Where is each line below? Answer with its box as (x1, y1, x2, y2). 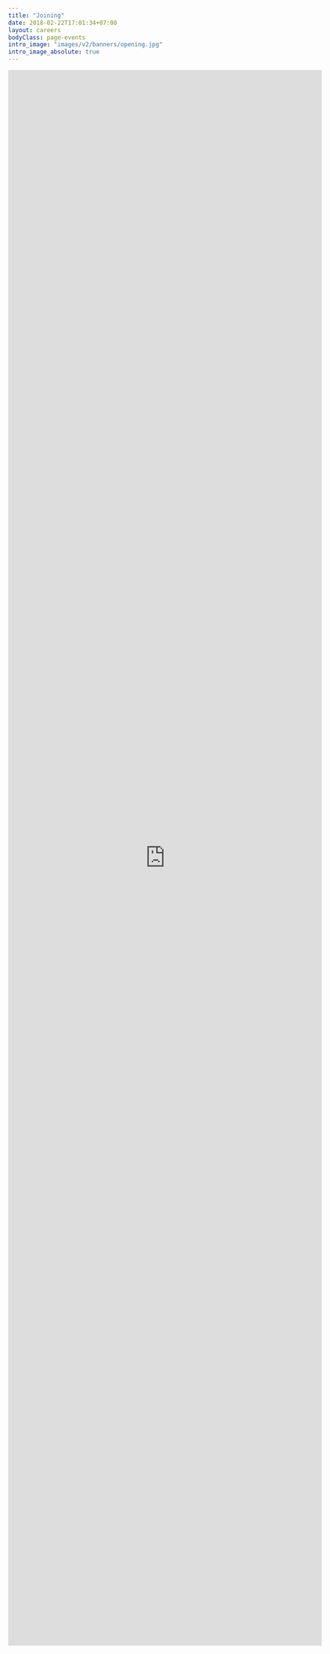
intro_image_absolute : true (8, 48, 100, 56)
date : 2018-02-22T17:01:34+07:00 (8, 19, 118, 27)
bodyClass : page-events (8, 33, 86, 42)
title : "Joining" (8, 11, 65, 20)
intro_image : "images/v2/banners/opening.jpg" (8, 41, 163, 49)
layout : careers (8, 26, 61, 34)
